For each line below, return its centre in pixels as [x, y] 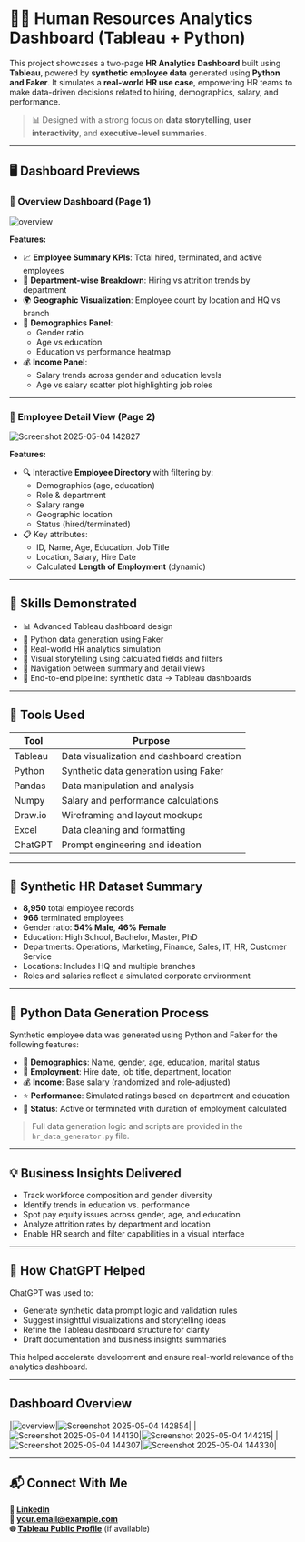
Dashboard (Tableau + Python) [128, 38]
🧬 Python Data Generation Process [109, 1013]
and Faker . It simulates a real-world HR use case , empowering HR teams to [151, 82]
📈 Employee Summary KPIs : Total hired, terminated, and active [143, 257]
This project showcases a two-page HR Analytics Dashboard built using [145, 63]
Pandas [30, 786]
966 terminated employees [73, 918]
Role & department [71, 495]
